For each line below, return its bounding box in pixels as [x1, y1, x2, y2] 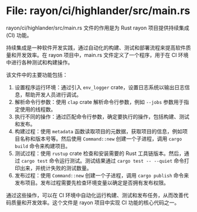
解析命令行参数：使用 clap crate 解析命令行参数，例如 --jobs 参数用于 [14, 98, 184, 105]
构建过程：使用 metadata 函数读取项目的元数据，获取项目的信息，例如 [14, 127, 183, 134]
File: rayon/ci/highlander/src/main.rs [6, 4, 191, 18]
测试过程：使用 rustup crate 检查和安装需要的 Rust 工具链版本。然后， [14, 150, 185, 157]
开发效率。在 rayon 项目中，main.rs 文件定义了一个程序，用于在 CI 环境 [16, 51, 189, 58]
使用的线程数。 [19, 106, 56, 113]
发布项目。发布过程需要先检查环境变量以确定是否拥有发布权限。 [14, 179, 169, 186]
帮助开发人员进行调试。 [25, 91, 82, 98]
